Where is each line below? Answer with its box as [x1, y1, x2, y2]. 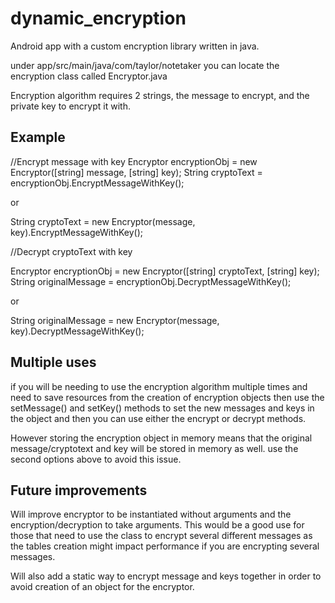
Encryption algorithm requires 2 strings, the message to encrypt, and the [10, 89, 310, 101]
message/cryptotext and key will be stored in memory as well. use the [10, 442, 299, 454]
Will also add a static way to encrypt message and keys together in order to [10, 570, 322, 582]
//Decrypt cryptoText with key [10, 245, 133, 257]
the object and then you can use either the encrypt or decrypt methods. [10, 412, 307, 424]
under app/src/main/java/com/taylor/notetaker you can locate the [10, 59, 280, 71]
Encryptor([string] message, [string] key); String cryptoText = [10, 166, 263, 178]
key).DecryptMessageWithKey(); [10, 325, 145, 337]
